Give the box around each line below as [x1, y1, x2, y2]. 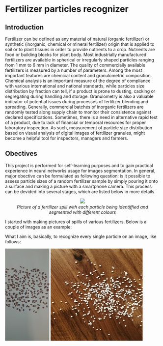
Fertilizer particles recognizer [5, 3, 129, 15]
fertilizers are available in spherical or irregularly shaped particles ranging [5, 57, 155, 62]
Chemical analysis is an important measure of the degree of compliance [5, 78, 151, 84]
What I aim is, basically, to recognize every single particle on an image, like [5, 233, 157, 239]
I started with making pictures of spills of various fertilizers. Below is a [5, 219, 147, 225]
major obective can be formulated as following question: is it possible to [5, 173, 151, 179]
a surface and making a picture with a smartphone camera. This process [5, 183, 152, 189]
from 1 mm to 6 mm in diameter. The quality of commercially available [5, 62, 146, 68]
